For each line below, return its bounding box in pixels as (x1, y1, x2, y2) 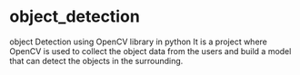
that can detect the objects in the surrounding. (9, 55, 184, 66)
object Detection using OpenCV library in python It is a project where (9, 36, 268, 47)
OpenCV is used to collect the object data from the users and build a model (9, 45, 292, 56)
